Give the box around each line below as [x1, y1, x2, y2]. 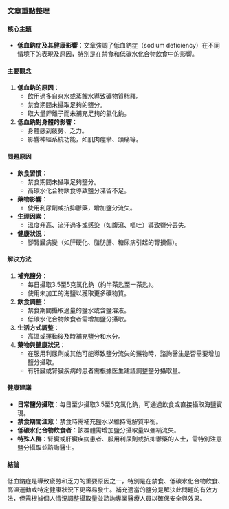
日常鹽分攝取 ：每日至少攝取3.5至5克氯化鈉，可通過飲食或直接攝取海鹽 [17, 400, 217, 408]
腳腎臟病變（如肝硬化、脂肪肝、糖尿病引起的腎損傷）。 [27, 238, 182, 246]
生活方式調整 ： [17, 323, 60, 332]
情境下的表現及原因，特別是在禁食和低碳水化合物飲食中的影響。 [17, 50, 198, 58]
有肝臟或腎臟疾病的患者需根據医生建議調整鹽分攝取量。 [27, 366, 184, 375]
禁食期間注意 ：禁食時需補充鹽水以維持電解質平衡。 [17, 417, 162, 426]
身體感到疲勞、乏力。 [27, 126, 88, 135]
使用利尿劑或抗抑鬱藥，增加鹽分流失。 [27, 203, 136, 212]
